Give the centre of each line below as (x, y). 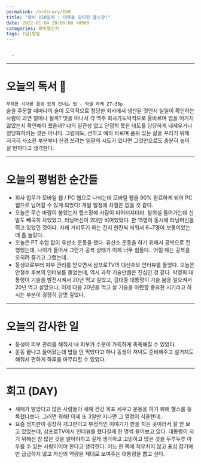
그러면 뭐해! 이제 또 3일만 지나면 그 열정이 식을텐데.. (103, 416)
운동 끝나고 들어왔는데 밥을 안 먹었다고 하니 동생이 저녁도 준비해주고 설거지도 (104, 352)
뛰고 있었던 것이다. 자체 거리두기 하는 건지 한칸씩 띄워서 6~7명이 (90, 227)
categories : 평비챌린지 (33, 28)
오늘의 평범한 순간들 (52, 180)
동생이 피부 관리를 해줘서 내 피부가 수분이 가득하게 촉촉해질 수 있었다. (95, 344)
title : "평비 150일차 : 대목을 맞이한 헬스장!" (58, 17)
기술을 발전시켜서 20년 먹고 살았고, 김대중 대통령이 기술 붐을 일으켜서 (112, 280)
